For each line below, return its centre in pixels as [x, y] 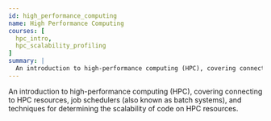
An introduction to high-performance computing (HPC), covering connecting [135, 91]
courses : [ [27, 31]
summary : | [27, 61]
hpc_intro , [34, 38]
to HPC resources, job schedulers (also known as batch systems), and [125, 100]
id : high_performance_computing [63, 16]
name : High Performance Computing [67, 23]
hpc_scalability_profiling [61, 46]
